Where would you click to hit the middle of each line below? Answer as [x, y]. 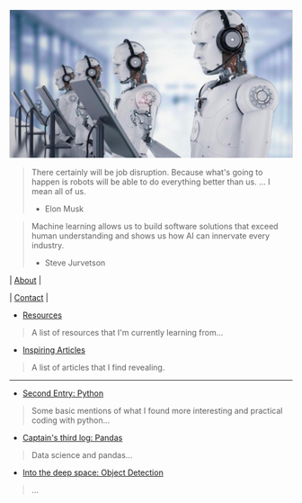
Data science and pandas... [82, 454]
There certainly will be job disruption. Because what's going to [147, 172]
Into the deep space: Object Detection [93, 472]
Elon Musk [64, 209]
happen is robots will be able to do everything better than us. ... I [151, 182]
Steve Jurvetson [75, 263]
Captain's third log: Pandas [72, 437]
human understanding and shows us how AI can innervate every [151, 236]
